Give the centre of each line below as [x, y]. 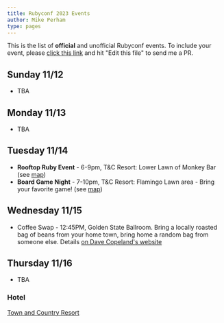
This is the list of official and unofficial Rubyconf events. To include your [109, 46]
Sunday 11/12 [35, 74]
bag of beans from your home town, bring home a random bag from [113, 235]
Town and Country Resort [43, 312]
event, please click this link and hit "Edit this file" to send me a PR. [100, 53]
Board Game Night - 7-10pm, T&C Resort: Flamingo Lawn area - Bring [116, 182]
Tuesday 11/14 [38, 151]
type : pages [24, 26]
